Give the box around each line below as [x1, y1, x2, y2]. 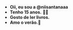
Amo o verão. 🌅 [9, 19, 41, 25]
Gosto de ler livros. [9, 15, 50, 20]
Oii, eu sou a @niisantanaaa [9, 4, 68, 10]
